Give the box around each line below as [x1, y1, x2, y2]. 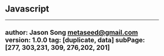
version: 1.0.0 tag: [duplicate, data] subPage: [5, 36, 145, 44]
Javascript [5, 3, 50, 14]
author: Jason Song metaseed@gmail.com [5, 28, 138, 37]
